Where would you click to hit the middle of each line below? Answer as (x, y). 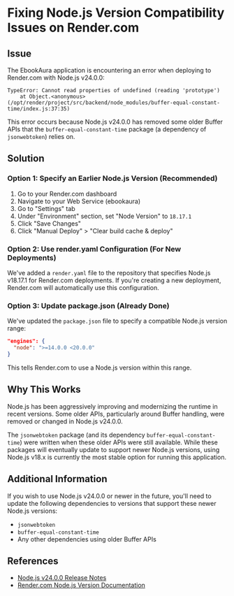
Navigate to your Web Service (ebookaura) (79, 201)
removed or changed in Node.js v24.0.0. (65, 421)
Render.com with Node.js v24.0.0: (56, 78)
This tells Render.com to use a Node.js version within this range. (100, 368)
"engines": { (26, 341)
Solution (26, 159)
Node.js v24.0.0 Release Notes (62, 578)
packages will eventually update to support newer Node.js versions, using (114, 449)
